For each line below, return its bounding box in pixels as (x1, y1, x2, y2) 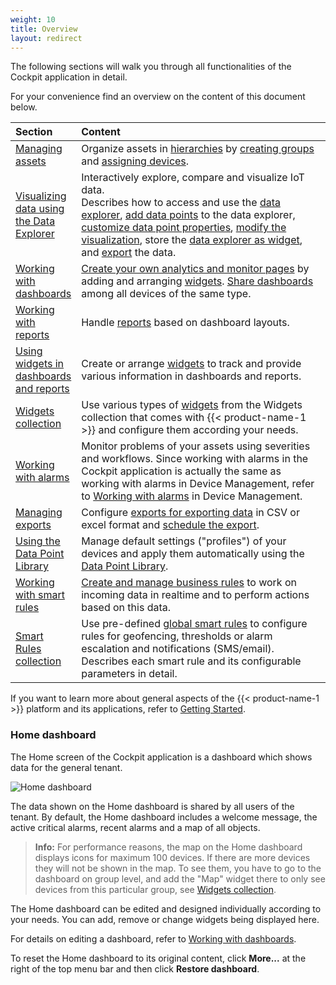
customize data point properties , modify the (81, 221, 287, 235)
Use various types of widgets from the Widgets (81, 398, 303, 412)
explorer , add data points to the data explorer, (81, 208, 296, 222)
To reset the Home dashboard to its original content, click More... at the (10, 952, 307, 964)
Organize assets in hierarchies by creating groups (81, 142, 315, 156)
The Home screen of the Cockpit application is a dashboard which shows (10, 751, 313, 763)
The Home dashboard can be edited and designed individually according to (10, 902, 322, 915)
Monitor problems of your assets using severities (81, 439, 311, 453)
